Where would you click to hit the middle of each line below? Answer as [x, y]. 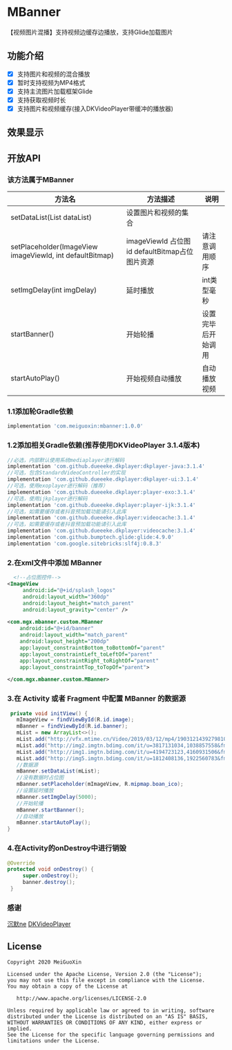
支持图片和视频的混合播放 [54, 74]
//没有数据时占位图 [40, 778]
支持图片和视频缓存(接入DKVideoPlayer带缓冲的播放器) [95, 109]
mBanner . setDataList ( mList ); [58, 771]
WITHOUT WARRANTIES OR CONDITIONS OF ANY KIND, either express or [105, 1022]
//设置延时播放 [35, 791]
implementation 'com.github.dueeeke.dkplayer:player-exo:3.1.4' [101, 492]
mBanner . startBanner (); [50, 810]
